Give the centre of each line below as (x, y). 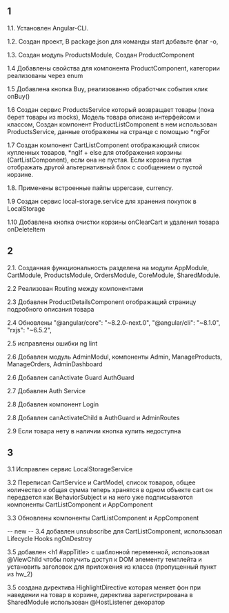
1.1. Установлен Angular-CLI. (48, 28)
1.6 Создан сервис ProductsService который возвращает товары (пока (111, 109)
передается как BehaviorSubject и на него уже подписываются (100, 498)
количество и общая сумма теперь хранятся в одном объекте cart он (110, 490)
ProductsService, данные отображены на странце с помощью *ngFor (109, 131)
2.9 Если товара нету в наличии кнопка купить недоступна (94, 431)
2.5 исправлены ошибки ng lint (52, 343)
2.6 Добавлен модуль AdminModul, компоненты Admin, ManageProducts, (115, 357)
